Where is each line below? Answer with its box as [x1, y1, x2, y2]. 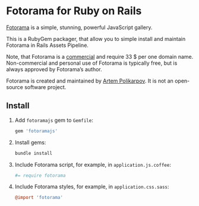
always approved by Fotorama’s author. [6, 65, 102, 72]
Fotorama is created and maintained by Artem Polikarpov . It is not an [6, 77, 174, 84]
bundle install [14, 150, 53, 156]
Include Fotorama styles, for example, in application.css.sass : [14, 183, 169, 191]
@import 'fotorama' [14, 195, 64, 201]
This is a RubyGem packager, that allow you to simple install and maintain [6, 35, 186, 42]
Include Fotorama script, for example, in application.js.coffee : [14, 161, 171, 168]
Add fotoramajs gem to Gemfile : [14, 116, 93, 123]
